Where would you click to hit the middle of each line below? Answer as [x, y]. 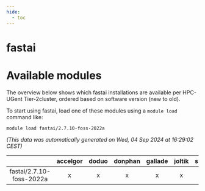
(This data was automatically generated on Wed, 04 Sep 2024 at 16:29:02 [100, 139]
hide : [13, 12]
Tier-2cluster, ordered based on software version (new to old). [102, 99]
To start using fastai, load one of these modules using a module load [92, 111]
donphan [127, 161]
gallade [157, 161]
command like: [25, 117]
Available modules [54, 75]
